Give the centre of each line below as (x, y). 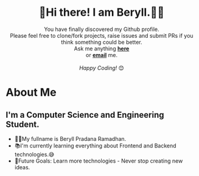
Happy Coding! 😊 (102, 68)
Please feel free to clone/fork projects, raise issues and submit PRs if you (102, 35)
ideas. (22, 167)
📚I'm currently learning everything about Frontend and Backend (96, 146)
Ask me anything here (102, 49)
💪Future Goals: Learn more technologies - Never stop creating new (99, 161)
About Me (31, 93)
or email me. (102, 55)
